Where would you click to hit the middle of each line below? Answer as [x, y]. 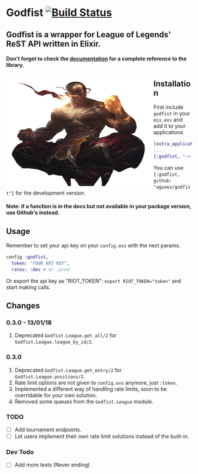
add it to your [170, 126]
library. [15, 65]
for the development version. [51, 193]
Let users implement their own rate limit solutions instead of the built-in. [102, 436]
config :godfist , [27, 257]
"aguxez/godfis [172, 187]
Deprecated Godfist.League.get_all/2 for [65, 336]
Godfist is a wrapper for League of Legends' [89, 35]
